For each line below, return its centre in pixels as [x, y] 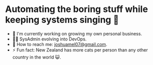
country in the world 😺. [37, 57]
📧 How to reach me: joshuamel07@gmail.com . [60, 44]
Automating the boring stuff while [76, 9]
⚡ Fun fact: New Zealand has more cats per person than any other [80, 50]
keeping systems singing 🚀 [62, 20]
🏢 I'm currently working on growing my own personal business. [77, 33]
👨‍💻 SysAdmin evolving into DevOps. [49, 39]
